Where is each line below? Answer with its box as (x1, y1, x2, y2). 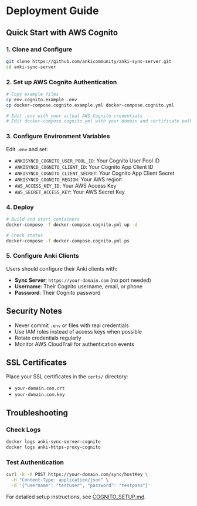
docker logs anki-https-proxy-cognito (6, 444, 101, 450)
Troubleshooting (6, 408, 69, 418)
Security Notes (6, 306, 63, 316)
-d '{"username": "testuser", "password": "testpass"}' (11, 482, 151, 488)
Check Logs (6, 425, 41, 434)
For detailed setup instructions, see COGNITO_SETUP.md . (6, 493, 146, 500)
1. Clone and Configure (6, 45, 73, 54)
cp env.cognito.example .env (6, 96, 77, 102)
